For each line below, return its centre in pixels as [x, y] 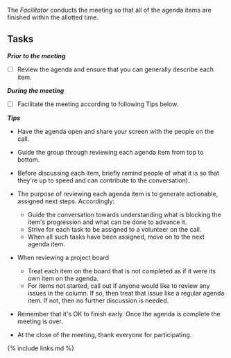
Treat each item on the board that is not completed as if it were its [122, 271]
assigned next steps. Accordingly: [66, 201]
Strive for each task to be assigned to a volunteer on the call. [114, 229]
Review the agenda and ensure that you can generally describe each [115, 69]
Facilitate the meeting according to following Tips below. [98, 104]
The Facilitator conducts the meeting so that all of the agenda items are [109, 10]
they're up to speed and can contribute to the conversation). [103, 180]
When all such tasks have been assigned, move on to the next [116, 237]
